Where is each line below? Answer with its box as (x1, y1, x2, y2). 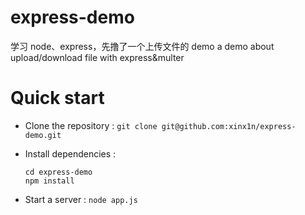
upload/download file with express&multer (10, 51, 185, 63)
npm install (24, 176, 75, 186)
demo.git (24, 130, 62, 140)
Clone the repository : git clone (24, 119, 158, 131)
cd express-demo (24, 167, 93, 177)
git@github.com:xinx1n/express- (161, 121, 297, 131)
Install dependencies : (24, 147, 117, 160)
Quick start (10, 87, 105, 110)
